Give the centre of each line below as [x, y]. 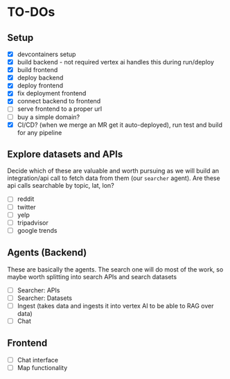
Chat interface [38, 360]
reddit [26, 199]
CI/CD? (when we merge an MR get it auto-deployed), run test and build [120, 125]
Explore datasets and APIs [65, 154]
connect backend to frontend [59, 101]
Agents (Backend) [47, 253]
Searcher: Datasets [45, 298]
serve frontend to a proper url [60, 109]
